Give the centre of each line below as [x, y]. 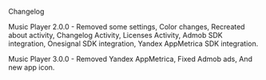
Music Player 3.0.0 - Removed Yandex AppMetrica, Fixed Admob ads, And [131, 59]
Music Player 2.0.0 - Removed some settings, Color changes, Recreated [127, 27]
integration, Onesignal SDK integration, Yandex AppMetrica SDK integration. [133, 44]
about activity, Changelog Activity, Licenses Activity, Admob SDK [115, 35]
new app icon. [32, 67]
